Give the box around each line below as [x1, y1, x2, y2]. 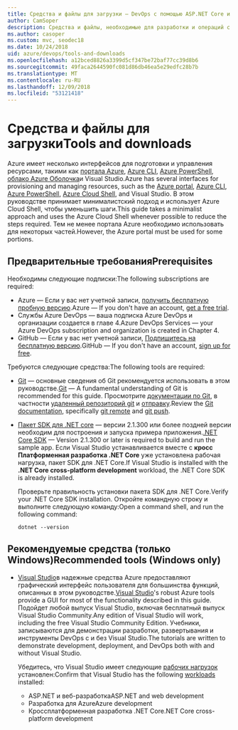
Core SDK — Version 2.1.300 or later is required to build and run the [17, 435, 215, 444]
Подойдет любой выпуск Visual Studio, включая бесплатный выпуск [17, 603, 225, 612]
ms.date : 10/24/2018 [7, 43, 69, 51]
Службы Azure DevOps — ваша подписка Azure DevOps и [17, 311, 193, 319]
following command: [17, 510, 78, 518]
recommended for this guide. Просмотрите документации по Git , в [17, 391, 218, 400]
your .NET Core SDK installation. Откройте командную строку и [17, 494, 208, 503]
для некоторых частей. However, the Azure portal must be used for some [7, 227, 223, 236]
